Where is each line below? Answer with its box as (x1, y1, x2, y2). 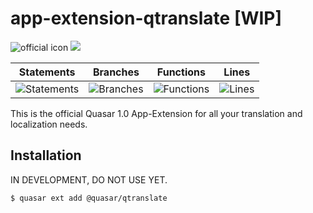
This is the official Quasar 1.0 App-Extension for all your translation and (10, 107, 303, 119)
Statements (18, 65, 76, 79)
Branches (92, 65, 140, 79)
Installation (10, 147, 82, 164)
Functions (156, 65, 206, 79)
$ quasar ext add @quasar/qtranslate (10, 193, 168, 203)
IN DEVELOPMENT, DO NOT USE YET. (10, 173, 168, 186)
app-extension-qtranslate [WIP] (10, 7, 283, 30)
